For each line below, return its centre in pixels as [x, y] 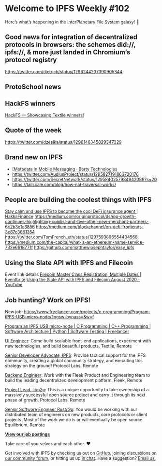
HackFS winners [30, 103]
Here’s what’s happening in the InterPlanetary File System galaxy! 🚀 [72, 22]
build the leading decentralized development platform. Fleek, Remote [74, 380]
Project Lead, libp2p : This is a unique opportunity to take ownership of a [77, 390]
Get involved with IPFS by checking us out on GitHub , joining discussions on [81, 453]
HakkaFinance [19, 216]
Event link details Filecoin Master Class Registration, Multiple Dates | [73, 274]
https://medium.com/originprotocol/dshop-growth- [85, 216]
